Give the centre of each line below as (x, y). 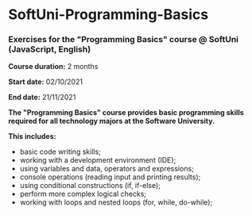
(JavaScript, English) (50, 49)
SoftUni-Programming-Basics (109, 15)
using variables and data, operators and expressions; (107, 169)
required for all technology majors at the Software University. (112, 121)
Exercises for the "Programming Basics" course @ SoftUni (124, 40)
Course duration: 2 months (53, 67)
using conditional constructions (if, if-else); (90, 186)
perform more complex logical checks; (83, 194)
